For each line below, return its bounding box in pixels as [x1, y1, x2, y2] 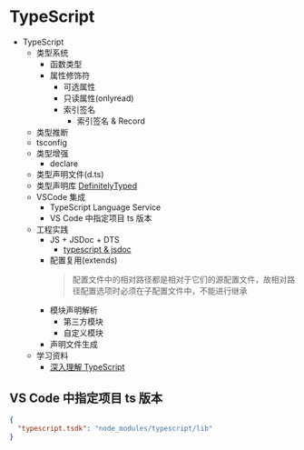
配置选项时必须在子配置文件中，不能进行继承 [80, 285, 248, 296]
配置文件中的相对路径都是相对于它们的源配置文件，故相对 [72, 274, 288, 285]
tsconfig [35, 136, 68, 147]
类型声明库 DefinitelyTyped [35, 180, 138, 191]
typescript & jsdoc [63, 244, 132, 255]
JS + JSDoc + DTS [49, 234, 120, 245]
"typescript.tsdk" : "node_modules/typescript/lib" [17, 424, 213, 433]
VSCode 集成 [35, 191, 86, 202]
